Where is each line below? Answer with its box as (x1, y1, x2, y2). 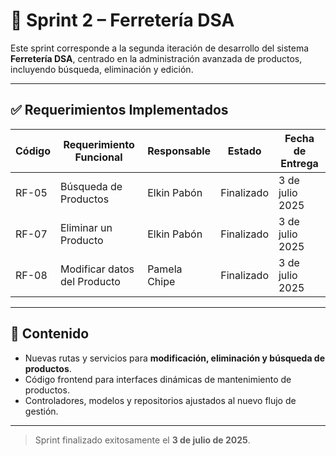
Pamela (147, 262, 183, 276)
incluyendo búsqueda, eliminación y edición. (10, 63, 194, 75)
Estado (227, 144, 262, 158)
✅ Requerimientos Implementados (10, 102, 229, 119)
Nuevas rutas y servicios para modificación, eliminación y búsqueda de (24, 352, 326, 364)
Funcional (74, 150, 123, 164)
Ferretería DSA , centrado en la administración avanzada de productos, (10, 52, 303, 64)
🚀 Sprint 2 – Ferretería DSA (10, 9, 235, 32)
